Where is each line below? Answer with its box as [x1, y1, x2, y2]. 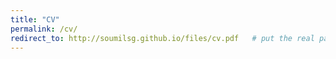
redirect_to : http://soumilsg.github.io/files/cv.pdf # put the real [10, 33, 315, 43]
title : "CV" [10, 14, 60, 25]
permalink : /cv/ [10, 24, 78, 34]
